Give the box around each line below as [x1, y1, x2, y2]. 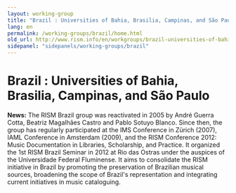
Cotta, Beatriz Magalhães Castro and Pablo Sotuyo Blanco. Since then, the [7, 118, 223, 127]
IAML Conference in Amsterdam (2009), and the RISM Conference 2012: [7, 133, 217, 141]
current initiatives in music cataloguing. [7, 178, 121, 186]
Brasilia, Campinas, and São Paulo [7, 88, 210, 103]
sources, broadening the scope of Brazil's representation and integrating [7, 170, 218, 178]
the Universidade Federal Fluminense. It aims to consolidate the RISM [7, 155, 209, 164]
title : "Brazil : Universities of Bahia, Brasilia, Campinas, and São [7, 17, 218, 24]
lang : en [7, 23, 33, 30]
